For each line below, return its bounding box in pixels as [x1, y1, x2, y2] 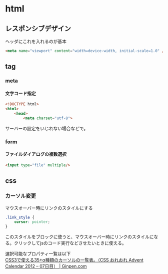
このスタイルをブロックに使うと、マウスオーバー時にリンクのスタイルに [5, 234, 154, 240]
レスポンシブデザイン [5, 24, 71, 33]
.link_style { [5, 215, 35, 220]
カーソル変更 [5, 192, 36, 199]
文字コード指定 [5, 90, 36, 96]
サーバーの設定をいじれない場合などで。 [5, 125, 88, 131]
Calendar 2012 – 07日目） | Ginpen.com [5, 263, 87, 269]
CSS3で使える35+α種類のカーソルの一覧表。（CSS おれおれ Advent [5, 257, 143, 263]
